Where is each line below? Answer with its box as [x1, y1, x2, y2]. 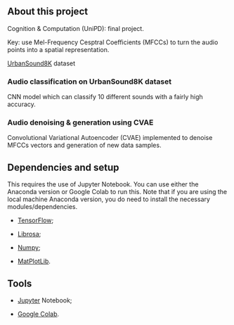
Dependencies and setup [7, 161, 119, 173]
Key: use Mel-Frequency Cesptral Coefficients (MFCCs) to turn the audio [7, 38, 219, 46]
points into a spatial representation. [7, 45, 110, 53]
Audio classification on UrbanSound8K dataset [7, 77, 172, 87]
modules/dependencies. [7, 203, 78, 211]
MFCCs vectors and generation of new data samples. [7, 141, 162, 150]
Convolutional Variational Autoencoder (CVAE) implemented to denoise [7, 134, 213, 142]
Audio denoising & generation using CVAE [7, 117, 154, 127]
